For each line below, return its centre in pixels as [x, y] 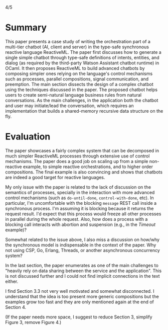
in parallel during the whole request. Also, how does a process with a [76, 219]
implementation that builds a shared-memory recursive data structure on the [84, 111]
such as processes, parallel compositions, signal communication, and [77, 79]
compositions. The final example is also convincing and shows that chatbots [84, 172]
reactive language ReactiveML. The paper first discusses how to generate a [83, 52]
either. [12, 281]
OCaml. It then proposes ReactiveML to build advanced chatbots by [75, 68]
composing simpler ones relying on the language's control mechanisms [79, 73]
